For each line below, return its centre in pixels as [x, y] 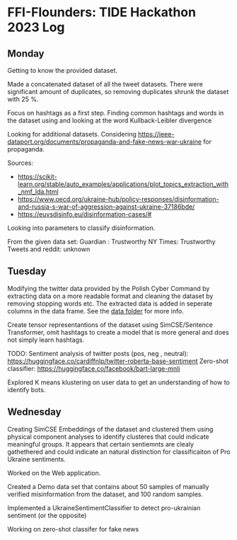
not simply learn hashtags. [46, 340]
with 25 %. [23, 99]
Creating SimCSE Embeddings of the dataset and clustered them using [110, 429]
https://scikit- [37, 177]
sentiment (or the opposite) [47, 515]
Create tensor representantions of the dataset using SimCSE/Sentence [110, 324]
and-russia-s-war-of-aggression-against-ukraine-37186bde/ [106, 207]
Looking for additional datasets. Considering [72, 134]
